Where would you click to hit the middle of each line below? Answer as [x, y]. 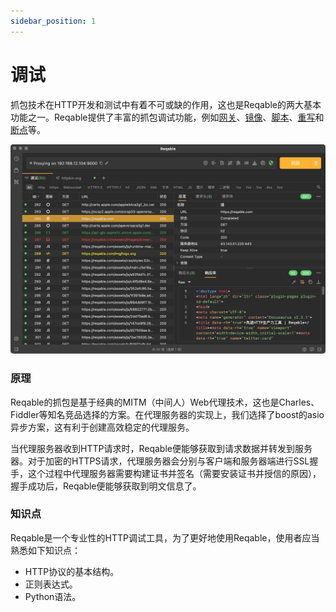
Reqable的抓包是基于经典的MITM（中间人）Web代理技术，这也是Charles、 [165, 402]
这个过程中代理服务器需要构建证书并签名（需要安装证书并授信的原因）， [174, 473]
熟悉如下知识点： [45, 550]
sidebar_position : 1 [53, 21]
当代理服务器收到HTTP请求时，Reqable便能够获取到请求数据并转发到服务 [161, 448]
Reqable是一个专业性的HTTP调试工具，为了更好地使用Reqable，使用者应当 [165, 537]
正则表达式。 [51, 584]
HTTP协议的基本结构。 [72, 571]
